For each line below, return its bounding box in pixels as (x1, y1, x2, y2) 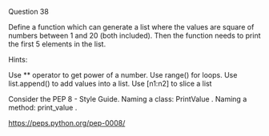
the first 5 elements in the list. (8, 39, 106, 49)
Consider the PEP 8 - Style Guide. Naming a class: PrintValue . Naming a (8, 94, 247, 103)
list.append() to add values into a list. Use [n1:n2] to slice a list (8, 79, 212, 88)
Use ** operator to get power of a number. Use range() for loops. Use (8, 70, 238, 79)
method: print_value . (8, 103, 78, 112)
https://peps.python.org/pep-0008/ (8, 118, 126, 127)
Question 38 (8, 7, 50, 16)
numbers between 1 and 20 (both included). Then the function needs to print (8, 31, 262, 40)
